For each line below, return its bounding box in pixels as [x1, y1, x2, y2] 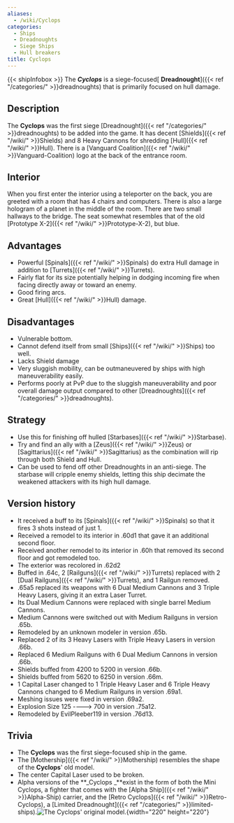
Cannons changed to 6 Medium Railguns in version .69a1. [17, 687, 183, 696]
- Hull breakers [13, 50, 61, 57]
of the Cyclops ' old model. [17, 764, 95, 772]
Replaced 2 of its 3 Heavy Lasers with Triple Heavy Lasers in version [17, 635, 215, 644]
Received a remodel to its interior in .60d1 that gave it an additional [17, 531, 210, 540]
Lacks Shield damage [17, 357, 80, 365]
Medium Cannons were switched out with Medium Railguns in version [17, 613, 219, 621]
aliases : [7, 10, 33, 17]
